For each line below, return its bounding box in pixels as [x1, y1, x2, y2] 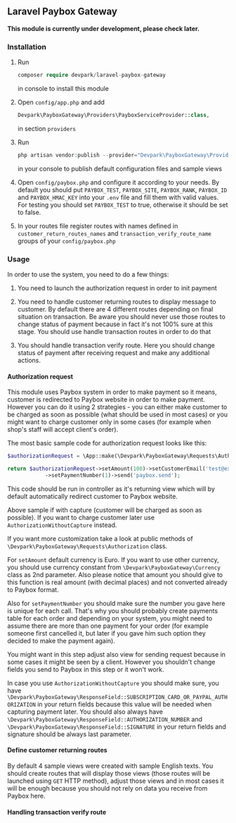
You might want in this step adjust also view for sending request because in [7, 650, 226, 658]
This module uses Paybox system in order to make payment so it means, [7, 388, 217, 397]
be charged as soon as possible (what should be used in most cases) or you [7, 410, 228, 419]
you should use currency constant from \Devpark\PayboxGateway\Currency [7, 563, 221, 571]
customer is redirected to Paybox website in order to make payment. [7, 395, 206, 404]
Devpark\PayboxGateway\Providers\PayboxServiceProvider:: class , [17, 111, 210, 118]
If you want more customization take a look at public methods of [7, 534, 193, 543]
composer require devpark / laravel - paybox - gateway [17, 72, 166, 79]
